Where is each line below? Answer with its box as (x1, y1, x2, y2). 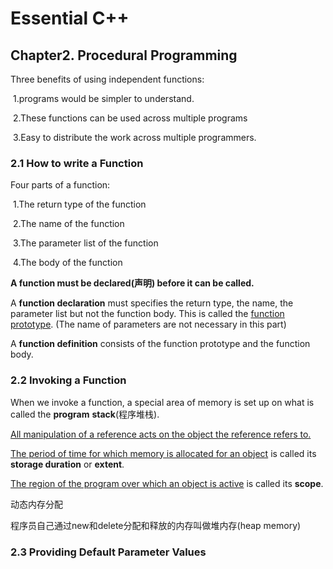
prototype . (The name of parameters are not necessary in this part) (10, 318, 287, 331)
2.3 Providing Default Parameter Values (10, 545, 207, 559)
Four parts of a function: (10, 179, 111, 191)
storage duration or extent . (10, 458, 125, 470)
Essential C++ (10, 7, 130, 30)
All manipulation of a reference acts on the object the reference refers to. (10, 428, 312, 440)
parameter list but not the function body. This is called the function (10, 308, 285, 320)
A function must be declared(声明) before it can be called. (10, 277, 255, 289)
